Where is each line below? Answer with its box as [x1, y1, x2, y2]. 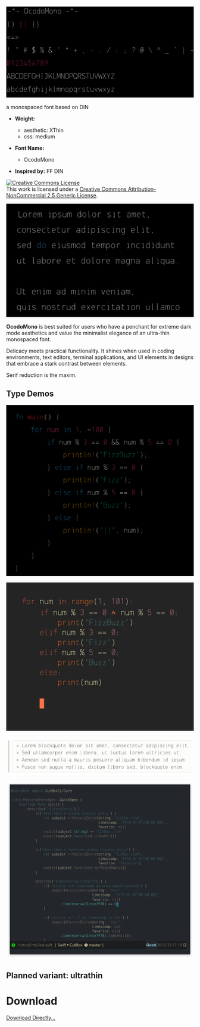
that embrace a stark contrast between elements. [6, 360, 127, 367]
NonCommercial [6, 191, 46, 199]
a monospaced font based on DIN [6, 103, 89, 110]
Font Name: [14, 144, 45, 151]
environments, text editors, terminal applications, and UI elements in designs [6, 353, 194, 361]
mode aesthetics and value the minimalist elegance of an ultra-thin [6, 329, 170, 336]
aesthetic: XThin [23, 126, 64, 134]
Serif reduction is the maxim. [6, 371, 77, 379]
